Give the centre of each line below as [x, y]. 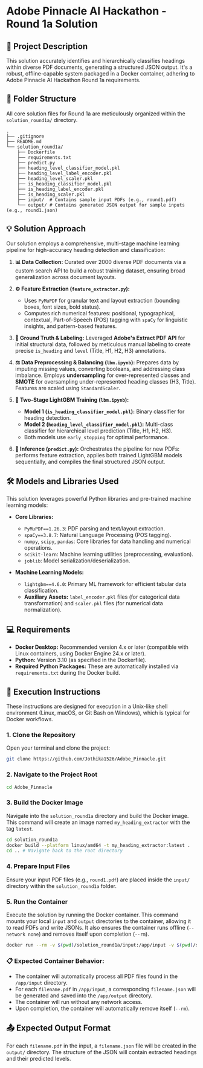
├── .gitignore [25, 136]
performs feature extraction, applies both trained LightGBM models [98, 455]
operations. [38, 548]
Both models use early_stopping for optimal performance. [96, 437]
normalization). [43, 610]
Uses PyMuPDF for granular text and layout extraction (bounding [102, 300]
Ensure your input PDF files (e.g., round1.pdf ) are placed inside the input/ [98, 880]
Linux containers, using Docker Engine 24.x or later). [80, 654]
